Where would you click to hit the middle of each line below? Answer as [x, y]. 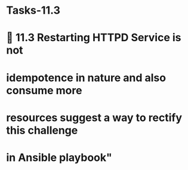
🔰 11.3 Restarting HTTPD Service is [94, 38]
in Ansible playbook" [59, 157]
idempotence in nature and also [86, 78]
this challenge [42, 130]
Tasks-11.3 [33, 10]
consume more [44, 90]
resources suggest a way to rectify [94, 118]
